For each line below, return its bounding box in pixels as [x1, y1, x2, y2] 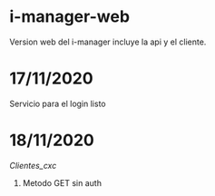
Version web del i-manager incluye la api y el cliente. [9, 36, 207, 47]
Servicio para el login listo [9, 98, 106, 109]
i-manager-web [9, 6, 130, 27]
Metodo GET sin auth [22, 177, 103, 188]
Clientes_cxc [9, 160, 57, 171]
